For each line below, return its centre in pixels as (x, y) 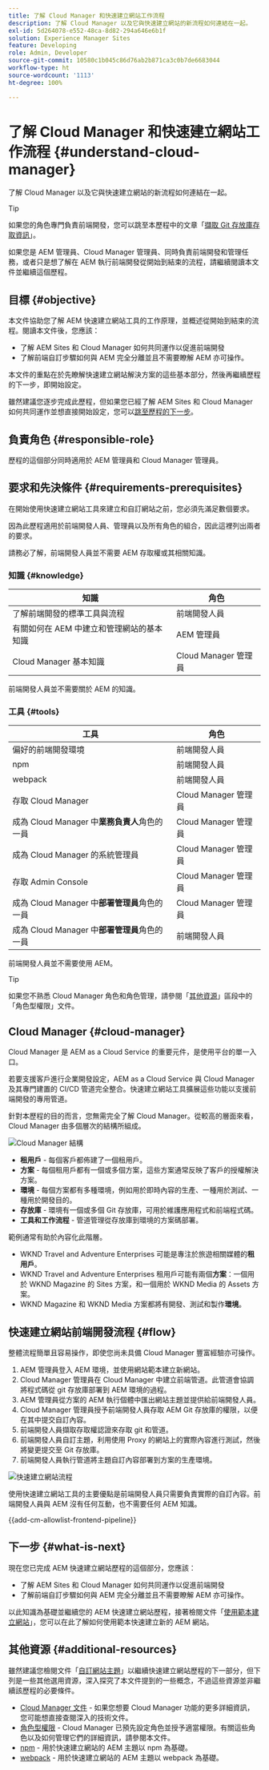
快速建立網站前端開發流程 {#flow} (92, 1332)
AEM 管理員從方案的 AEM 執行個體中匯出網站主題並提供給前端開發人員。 (140, 1400)
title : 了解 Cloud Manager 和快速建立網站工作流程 (87, 16)
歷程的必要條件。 (50, 1690)
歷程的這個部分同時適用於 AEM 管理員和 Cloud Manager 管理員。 (115, 461)
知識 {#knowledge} (46, 575)
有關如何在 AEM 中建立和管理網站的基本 (87, 629)
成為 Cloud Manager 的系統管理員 (76, 855)
